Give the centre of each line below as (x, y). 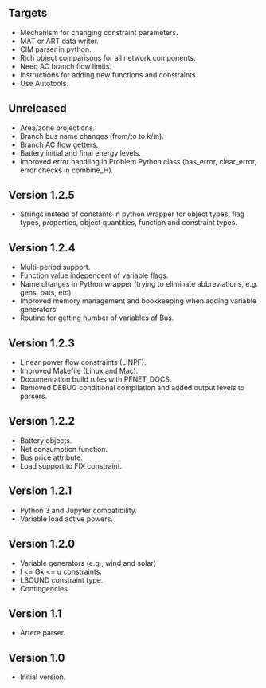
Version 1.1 (35, 613)
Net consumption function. (64, 449)
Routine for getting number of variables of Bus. (97, 318)
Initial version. (43, 677)
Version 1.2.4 (42, 248)
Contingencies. (45, 588)
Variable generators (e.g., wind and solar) (88, 563)
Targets (28, 13)
